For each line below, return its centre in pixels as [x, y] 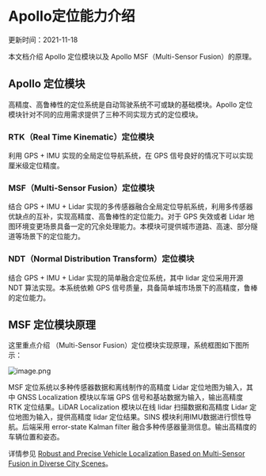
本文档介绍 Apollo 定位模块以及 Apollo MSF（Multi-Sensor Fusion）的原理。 [132, 56]
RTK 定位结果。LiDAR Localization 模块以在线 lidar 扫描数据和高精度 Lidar [128, 407]
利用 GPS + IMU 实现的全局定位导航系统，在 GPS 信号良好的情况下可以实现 [131, 156]
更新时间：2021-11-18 [43, 40]
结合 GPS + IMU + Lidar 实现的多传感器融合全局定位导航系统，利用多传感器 [131, 207]
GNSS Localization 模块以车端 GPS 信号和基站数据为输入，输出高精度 [130, 398]
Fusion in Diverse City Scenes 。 [61, 463]
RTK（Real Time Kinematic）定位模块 [81, 137]
